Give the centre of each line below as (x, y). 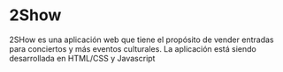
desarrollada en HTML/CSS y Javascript (82, 58)
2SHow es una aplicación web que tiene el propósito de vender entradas (141, 40)
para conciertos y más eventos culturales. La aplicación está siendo (133, 48)
